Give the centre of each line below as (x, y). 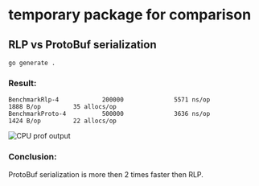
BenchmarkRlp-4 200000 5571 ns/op (109, 100)
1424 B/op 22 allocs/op (62, 121)
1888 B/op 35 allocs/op (62, 107)
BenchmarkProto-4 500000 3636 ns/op (109, 114)
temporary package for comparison (130, 15)
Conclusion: (33, 157)
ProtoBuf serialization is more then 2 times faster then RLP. (106, 174)
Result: (23, 83)
